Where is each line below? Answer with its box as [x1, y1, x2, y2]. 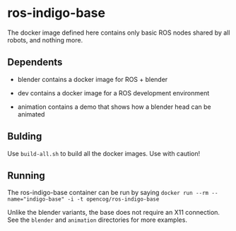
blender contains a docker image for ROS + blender [17, 75, 168, 83]
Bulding [7, 131, 42, 143]
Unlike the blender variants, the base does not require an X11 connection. [7, 208, 220, 217]
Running [7, 170, 46, 182]
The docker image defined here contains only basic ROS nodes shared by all [7, 28, 230, 37]
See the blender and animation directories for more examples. [7, 215, 187, 224]
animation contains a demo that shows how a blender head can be [17, 102, 211, 111]
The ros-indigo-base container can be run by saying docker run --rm [7, 189, 209, 197]
